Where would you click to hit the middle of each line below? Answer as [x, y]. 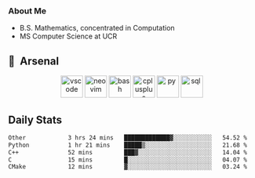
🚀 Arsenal [34, 61]
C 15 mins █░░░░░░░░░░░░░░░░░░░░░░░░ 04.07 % [127, 160]
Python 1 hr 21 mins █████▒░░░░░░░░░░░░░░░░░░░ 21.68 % [127, 145]
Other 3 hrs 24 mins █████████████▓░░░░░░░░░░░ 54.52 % [127, 138]
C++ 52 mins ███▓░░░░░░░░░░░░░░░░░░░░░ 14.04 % [127, 152]
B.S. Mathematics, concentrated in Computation [97, 28]
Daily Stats [35, 120]
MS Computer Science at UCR [68, 36]
